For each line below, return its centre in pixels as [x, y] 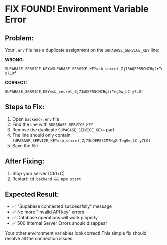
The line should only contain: [42, 135]
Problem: [20, 38]
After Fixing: [25, 161]
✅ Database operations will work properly [55, 218]
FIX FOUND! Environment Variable [77, 9]
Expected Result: [32, 194]
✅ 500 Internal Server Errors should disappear [60, 223]
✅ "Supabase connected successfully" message [62, 206]
